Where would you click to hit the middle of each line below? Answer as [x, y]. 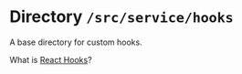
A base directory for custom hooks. [76, 42]
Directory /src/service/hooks [122, 17]
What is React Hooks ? [51, 59]
